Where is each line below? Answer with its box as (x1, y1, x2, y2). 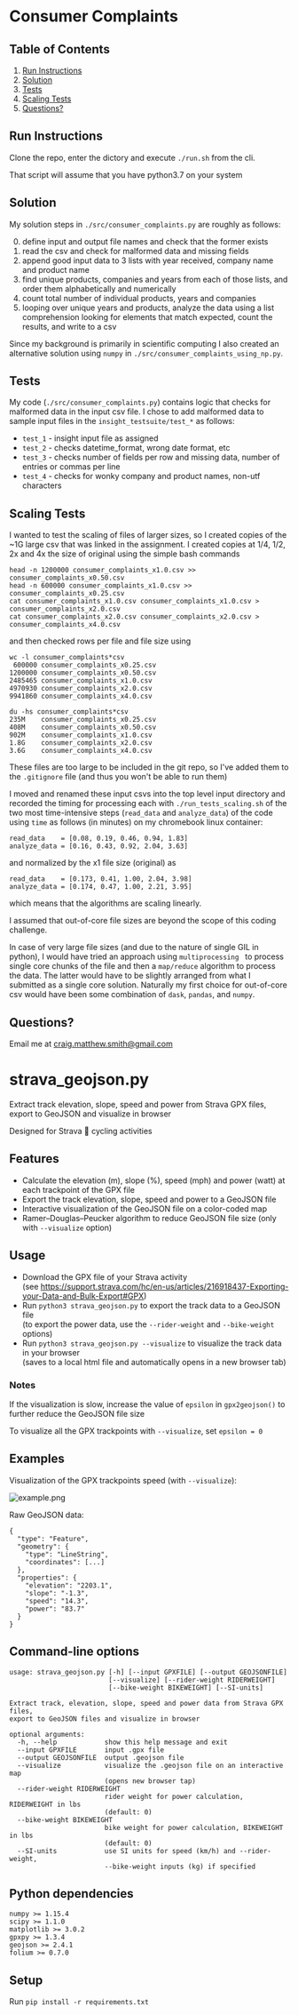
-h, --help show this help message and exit (17, 1738, 228, 1747)
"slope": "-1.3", (25, 1588, 90, 1597)
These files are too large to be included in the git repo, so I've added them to (9, 762, 289, 772)
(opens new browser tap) (104, 1776, 197, 1786)
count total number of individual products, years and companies (21, 292, 257, 303)
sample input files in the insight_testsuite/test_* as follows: (9, 416, 235, 427)
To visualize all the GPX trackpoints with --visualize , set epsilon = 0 (9, 1425, 263, 1436)
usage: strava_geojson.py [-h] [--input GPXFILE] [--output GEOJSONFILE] (9, 1667, 288, 1676)
